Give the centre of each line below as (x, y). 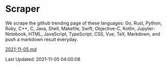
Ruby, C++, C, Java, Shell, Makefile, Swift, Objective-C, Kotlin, (71, 28)
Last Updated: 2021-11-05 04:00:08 (43, 59)
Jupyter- (146, 28)
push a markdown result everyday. (42, 39)
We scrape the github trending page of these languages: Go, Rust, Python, (84, 23)
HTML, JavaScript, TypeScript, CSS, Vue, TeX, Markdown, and (94, 34)
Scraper (22, 9)
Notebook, (16, 34)
